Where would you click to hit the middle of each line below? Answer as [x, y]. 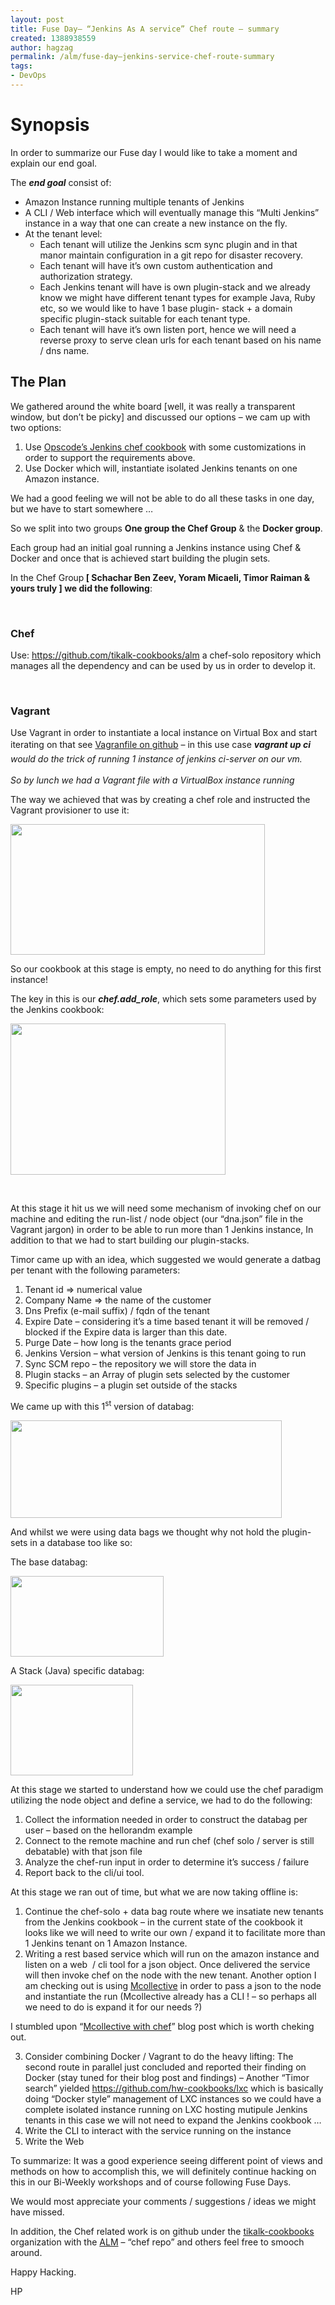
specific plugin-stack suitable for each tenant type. [145, 318]
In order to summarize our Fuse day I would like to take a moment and [154, 152]
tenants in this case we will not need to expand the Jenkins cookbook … [173, 2120]
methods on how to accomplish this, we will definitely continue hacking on [163, 2171]
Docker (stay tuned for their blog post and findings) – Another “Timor [167, 2077]
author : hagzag [42, 47]
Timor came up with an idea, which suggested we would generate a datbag [166, 1260]
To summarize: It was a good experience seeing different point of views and [166, 2160]
